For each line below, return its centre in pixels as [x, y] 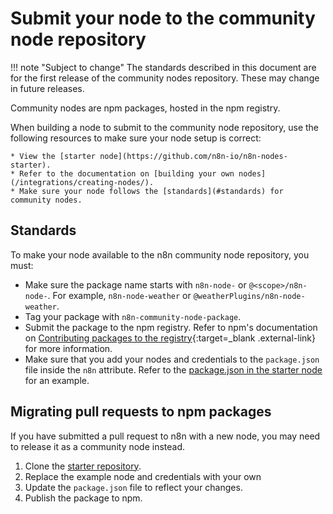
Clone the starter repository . [83, 466]
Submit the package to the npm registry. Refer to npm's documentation [171, 327]
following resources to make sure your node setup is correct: [136, 138]
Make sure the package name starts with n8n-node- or [135, 284]
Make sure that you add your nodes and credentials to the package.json [172, 359]
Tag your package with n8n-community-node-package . [133, 316]
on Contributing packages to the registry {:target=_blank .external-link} [170, 338]
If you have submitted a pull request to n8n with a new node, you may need [165, 436]
